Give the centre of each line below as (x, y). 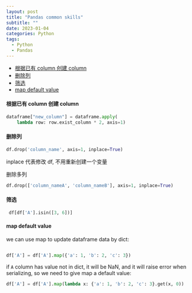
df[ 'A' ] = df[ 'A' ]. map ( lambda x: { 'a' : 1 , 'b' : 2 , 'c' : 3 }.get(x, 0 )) (95, 284)
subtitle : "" (22, 23)
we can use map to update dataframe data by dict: (68, 239)
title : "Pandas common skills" (45, 17)
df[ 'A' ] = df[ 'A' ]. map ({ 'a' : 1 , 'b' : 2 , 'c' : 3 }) (69, 255)
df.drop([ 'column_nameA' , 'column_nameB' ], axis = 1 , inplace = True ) (90, 185)
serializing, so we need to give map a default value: (69, 273)
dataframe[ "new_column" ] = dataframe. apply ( (62, 116)
